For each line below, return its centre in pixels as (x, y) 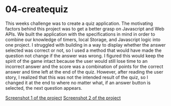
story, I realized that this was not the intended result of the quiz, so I (77, 77)
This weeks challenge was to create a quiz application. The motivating (79, 23)
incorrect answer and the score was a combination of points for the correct (84, 66)
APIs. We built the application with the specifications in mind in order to (80, 34)
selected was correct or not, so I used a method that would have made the (83, 50)
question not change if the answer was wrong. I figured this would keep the (85, 56)
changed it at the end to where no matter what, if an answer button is (78, 83)
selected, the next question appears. (44, 88)
